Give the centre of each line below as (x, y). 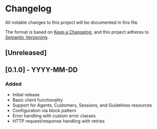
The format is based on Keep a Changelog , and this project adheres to (77, 32)
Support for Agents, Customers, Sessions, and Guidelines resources (82, 105)
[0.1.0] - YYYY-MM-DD (41, 70)
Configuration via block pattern (44, 111)
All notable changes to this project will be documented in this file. (72, 22)
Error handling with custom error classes (54, 116)
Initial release (26, 95)
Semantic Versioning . (27, 37)
